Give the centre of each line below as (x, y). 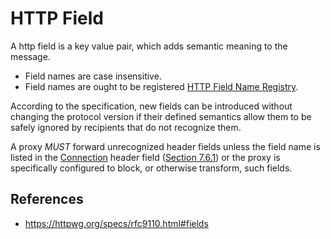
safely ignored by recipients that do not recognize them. (126, 127)
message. (30, 56)
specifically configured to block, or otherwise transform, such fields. (151, 168)
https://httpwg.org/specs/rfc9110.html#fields (116, 223)
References (47, 199)
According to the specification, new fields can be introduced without (151, 106)
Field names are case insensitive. (93, 76)
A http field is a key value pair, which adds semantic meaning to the (149, 46)
